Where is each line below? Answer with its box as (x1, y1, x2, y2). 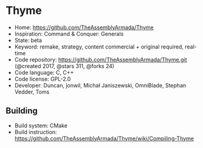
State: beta (14, 36, 43, 44)
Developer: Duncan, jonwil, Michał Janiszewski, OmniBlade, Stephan (14, 81, 187, 89)
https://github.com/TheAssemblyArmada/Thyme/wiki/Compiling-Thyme (14, 135, 194, 142)
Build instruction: (14, 128, 57, 135)
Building (5, 106, 38, 116)
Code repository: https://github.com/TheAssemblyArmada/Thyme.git (14, 56, 187, 63)
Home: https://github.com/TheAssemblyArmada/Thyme (14, 24, 154, 31)
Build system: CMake (14, 122, 68, 129)
